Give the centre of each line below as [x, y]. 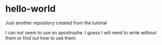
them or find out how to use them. [41, 38]
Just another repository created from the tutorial [56, 23]
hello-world [31, 9]
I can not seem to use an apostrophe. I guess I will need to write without [81, 32]
